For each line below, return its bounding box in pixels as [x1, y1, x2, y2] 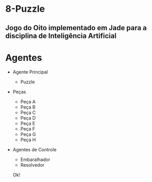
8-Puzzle [5, 3, 45, 15]
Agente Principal [12, 69, 48, 75]
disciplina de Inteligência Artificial [5, 31, 117, 40]
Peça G [20, 131, 36, 137]
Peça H [20, 136, 36, 143]
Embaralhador [20, 156, 50, 163]
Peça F [20, 126, 35, 132]
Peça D [20, 115, 36, 121]
